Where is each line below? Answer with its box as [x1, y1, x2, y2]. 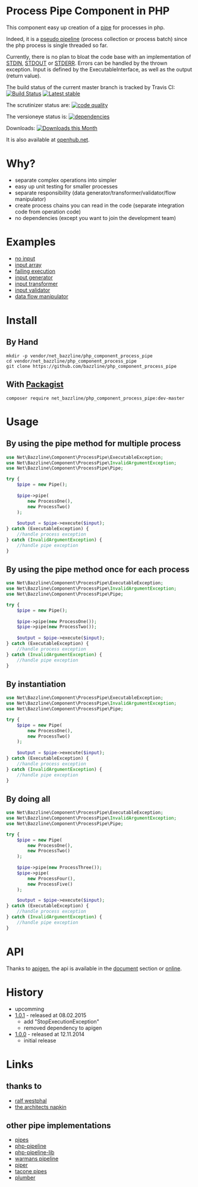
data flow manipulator [14, 292, 68, 300]
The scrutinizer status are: [6, 101, 71, 108]
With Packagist [6, 379, 64, 390]
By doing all [6, 794, 51, 804]
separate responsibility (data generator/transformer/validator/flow [14, 189, 177, 196]
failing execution [14, 267, 55, 275]
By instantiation [6, 679, 67, 689]
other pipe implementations [6, 1120, 111, 1131]
